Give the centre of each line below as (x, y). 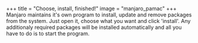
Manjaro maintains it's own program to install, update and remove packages (99, 15)
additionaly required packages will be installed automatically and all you (94, 27)
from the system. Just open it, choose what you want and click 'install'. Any (98, 21)
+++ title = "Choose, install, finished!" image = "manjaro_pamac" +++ (92, 9)
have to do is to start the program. (48, 34)
